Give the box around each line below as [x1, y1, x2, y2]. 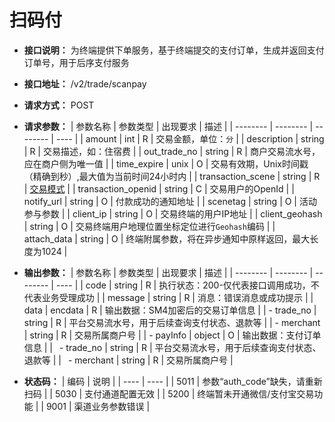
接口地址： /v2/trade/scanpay [23, 77, 147, 90]
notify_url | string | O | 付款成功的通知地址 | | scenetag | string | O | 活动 [23, 195, 317, 207]
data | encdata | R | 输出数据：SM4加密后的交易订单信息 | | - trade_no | [23, 304, 317, 316]
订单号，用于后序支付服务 [23, 56, 130, 68]
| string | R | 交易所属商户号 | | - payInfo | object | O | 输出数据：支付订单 [23, 329, 322, 341]
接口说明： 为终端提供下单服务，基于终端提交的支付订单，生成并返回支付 [23, 44, 325, 56]
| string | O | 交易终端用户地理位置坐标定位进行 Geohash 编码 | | [23, 220, 276, 232]
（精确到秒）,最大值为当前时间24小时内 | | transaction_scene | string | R [23, 170, 321, 182]
